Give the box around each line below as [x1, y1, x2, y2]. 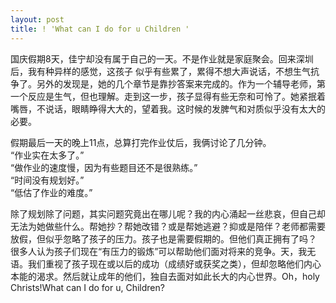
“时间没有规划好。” [10, 174, 85, 186]
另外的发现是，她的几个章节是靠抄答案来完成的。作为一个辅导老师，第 [36, 77, 326, 90]
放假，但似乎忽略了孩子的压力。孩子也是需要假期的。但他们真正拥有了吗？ [10, 232, 317, 245]
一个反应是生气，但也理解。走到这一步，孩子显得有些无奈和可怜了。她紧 [10, 90, 308, 102]
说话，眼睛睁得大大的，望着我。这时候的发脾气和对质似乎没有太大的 [44, 102, 326, 115]
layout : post [10, 14, 65, 25]
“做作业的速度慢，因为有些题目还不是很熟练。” [10, 161, 198, 173]
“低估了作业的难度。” [10, 186, 93, 198]
